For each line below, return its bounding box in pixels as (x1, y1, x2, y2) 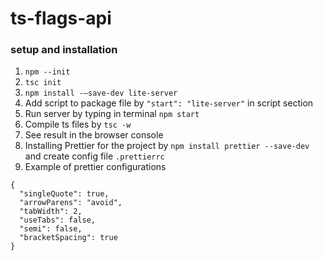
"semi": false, (19, 224, 83, 234)
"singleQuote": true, (19, 189, 110, 199)
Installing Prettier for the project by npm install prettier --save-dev (24, 140, 310, 152)
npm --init (24, 67, 71, 77)
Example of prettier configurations (24, 161, 167, 173)
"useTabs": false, (19, 215, 97, 226)
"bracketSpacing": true (19, 233, 118, 243)
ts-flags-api (10, 7, 112, 30)
